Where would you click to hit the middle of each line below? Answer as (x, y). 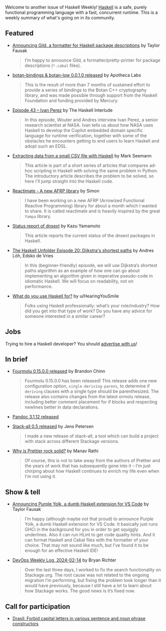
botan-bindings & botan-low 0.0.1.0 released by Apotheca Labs (77, 75)
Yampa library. (38, 216)
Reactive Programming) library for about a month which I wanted (91, 206)
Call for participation (38, 606)
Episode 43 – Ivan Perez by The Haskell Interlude (62, 110)
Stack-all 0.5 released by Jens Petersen (53, 426)
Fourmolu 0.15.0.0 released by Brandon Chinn (59, 371)
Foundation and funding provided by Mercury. (72, 100)
